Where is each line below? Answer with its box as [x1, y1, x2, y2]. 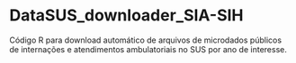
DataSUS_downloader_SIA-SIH [9, 5, 245, 26]
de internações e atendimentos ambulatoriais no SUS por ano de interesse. [9, 43, 288, 54]
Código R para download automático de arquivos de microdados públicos [9, 35, 282, 45]
